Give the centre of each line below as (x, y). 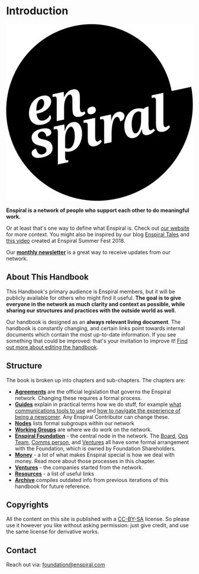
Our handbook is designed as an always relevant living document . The (94, 322)
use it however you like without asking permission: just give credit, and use (97, 525)
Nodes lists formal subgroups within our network (74, 423)
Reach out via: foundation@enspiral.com (56, 565)
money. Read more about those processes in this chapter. (85, 461)
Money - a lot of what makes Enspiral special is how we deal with (94, 455)
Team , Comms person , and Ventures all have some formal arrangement (102, 442)
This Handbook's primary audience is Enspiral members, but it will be (91, 291)
